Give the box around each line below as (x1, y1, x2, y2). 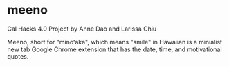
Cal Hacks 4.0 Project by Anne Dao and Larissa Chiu (7, 25, 157, 33)
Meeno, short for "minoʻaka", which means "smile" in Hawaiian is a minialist (7, 38, 223, 46)
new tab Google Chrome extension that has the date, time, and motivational (7, 45, 223, 53)
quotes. (7, 52, 29, 60)
